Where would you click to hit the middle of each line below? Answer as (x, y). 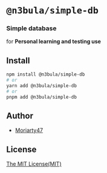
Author (20, 116)
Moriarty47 (29, 130)
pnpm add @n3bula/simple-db (42, 97)
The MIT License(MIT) (34, 164)
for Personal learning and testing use (54, 42)
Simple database (31, 28)
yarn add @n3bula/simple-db (42, 86)
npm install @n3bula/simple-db (46, 74)
